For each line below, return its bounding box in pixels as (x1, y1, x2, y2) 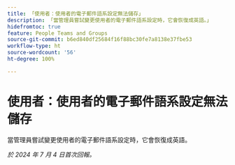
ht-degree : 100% (7, 56, 55, 63)
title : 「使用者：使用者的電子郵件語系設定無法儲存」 (7, 10, 144, 17)
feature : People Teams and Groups (7, 29, 108, 37)
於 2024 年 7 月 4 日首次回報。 (7, 150, 96, 159)
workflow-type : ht (7, 42, 61, 49)
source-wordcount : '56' (7, 49, 77, 56)
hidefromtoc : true (7, 23, 61, 30)
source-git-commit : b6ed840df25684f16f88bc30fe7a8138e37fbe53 (7, 36, 192, 43)
